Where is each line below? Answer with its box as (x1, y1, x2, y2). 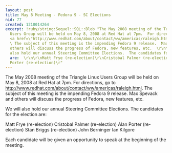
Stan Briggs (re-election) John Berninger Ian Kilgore (25, 127, 135, 133)
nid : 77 (5, 17, 22, 22)
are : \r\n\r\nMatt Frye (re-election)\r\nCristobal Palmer (10, 55, 141, 61)
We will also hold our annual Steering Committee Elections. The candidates (5, 106, 164, 112)
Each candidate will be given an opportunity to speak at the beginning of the (5, 137, 166, 143)
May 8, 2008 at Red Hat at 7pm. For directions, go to (5, 80, 116, 86)
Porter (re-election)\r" (10, 60, 63, 65)
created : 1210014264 (5, 22, 50, 27)
